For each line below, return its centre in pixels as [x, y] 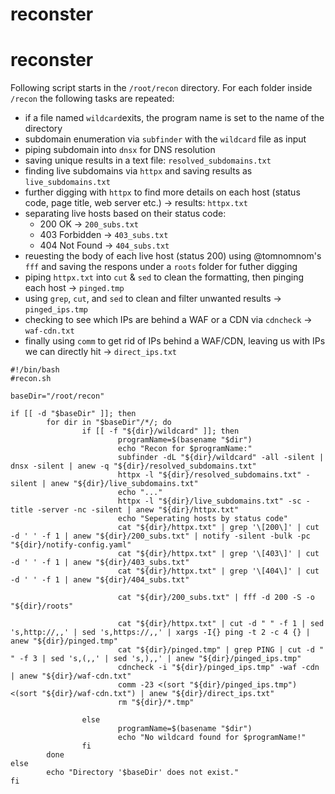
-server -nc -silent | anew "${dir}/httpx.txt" [138, 510]
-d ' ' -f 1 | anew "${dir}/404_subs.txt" [100, 580]
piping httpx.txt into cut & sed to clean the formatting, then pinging [164, 277]
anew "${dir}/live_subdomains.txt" [124, 484]
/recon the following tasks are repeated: [92, 99]
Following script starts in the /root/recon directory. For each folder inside [161, 88]
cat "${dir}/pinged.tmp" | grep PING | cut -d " [221, 650]
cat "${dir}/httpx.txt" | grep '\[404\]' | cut [218, 571]
